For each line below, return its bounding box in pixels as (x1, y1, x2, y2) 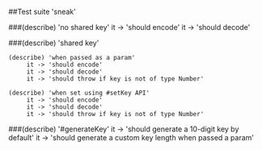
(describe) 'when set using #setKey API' (8, 89, 150, 97)
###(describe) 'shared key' (8, 38, 99, 48)
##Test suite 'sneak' (8, 7, 77, 16)
